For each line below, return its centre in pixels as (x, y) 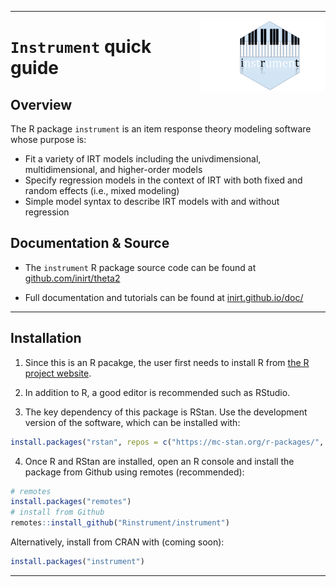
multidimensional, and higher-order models (113, 169)
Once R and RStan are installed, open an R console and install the (159, 461)
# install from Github (57, 512)
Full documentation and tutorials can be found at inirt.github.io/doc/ (164, 297)
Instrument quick (81, 47)
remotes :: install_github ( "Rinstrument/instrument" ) (120, 523)
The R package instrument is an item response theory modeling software (161, 129)
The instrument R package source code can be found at (140, 267)
